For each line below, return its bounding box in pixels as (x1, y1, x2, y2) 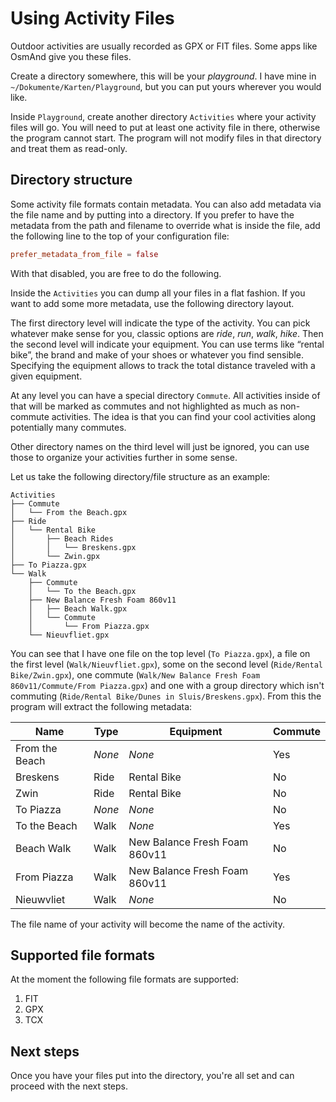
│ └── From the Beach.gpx (10, 507, 128, 517)
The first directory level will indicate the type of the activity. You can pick (10, 317, 311, 329)
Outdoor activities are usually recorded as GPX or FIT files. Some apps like (10, 40, 318, 52)
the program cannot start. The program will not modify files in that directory (10, 132, 322, 144)
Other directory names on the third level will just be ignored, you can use (10, 440, 310, 452)
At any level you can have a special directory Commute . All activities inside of (10, 389, 321, 401)
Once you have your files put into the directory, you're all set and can (10, 1070, 295, 1082)
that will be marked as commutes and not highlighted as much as (10, 400, 278, 412)
